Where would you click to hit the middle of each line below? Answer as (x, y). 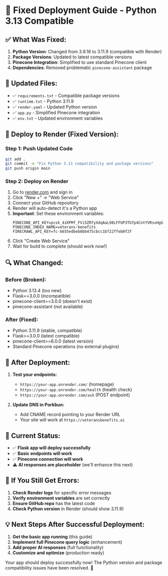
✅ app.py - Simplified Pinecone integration (56, 112)
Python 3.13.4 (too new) (37, 291)
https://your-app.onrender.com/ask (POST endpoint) (75, 395)
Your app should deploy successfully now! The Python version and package (84, 562)
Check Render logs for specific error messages (62, 492)
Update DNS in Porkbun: (38, 405)
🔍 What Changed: (34, 263)
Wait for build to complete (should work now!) (60, 246)
